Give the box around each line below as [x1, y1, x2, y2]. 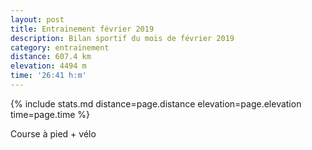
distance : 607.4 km [10, 52, 92, 62]
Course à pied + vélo [10, 127, 97, 140]
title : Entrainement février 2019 [10, 24, 155, 34]
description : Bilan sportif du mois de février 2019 [10, 33, 235, 43]
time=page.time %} [10, 108, 91, 120]
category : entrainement [10, 42, 110, 53]
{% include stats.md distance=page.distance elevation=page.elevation [10, 97, 302, 110]
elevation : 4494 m [10, 61, 87, 71]
